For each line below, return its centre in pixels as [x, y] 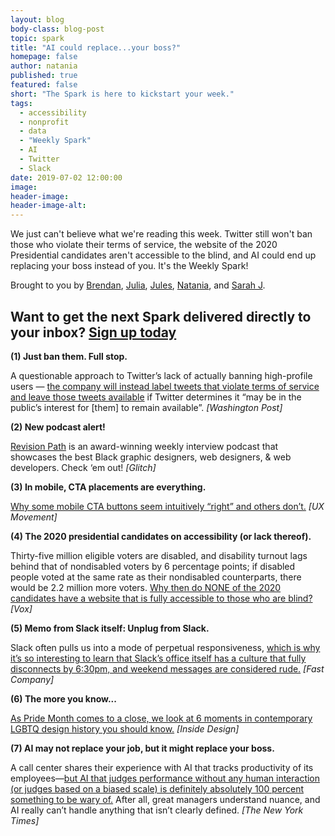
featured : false [44, 85]
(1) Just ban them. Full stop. [69, 356]
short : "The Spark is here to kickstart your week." [122, 94]
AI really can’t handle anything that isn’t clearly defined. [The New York [157, 810]
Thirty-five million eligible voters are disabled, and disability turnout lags [159, 555]
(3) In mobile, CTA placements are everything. [108, 487]
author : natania [44, 66]
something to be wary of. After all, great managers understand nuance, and [165, 799]
